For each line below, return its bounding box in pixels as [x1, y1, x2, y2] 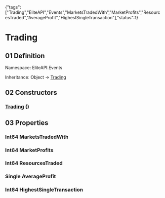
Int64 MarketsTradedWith [5, 133, 69, 140]
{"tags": [5, 4, 21, 10]
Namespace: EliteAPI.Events [5, 65, 63, 71]
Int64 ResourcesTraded [5, 160, 63, 167]
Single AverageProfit [5, 173, 56, 180]
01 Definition [5, 51, 45, 60]
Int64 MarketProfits [5, 147, 53, 154]
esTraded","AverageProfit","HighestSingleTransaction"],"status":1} [5, 15, 138, 20]
